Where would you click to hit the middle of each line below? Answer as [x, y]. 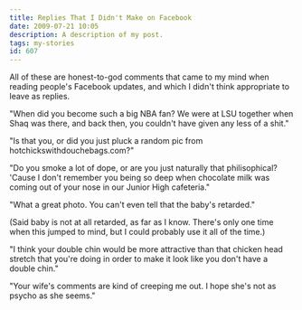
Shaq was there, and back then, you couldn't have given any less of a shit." [149, 124]
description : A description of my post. [87, 34]
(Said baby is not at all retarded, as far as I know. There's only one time [142, 222]
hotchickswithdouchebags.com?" [72, 151]
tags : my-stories [42, 43]
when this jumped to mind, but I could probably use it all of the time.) [137, 232]
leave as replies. [40, 97]
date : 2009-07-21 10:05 [54, 26]
